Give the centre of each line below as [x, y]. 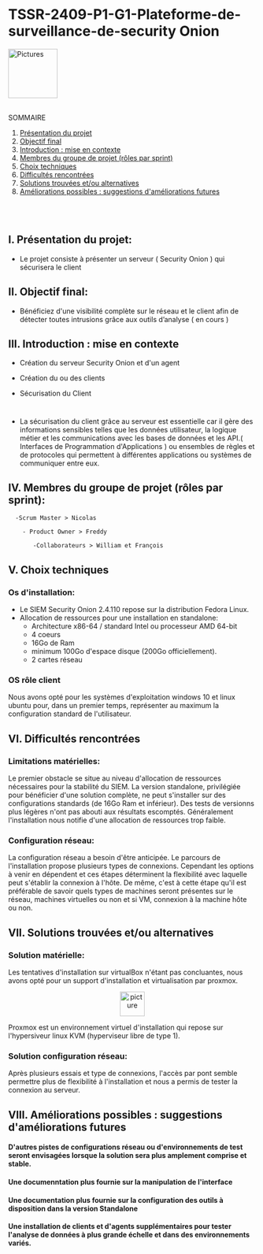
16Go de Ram [53, 643]
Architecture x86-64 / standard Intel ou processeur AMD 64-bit [134, 626]
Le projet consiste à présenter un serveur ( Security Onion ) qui [122, 258]
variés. [20, 1243]
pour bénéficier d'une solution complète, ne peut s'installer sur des [117, 795]
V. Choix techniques [59, 570]
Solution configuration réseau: [68, 1056]
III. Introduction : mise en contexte [94, 344]
